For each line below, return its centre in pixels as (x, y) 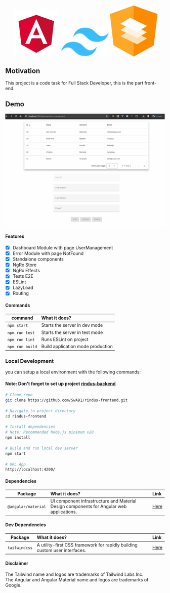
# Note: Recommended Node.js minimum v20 (50, 432)
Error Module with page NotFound (48, 253)
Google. (13, 585)
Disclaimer (17, 563)
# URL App (16, 464)
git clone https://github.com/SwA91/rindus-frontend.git (67, 400)
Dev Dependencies (26, 525)
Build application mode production (77, 347)
